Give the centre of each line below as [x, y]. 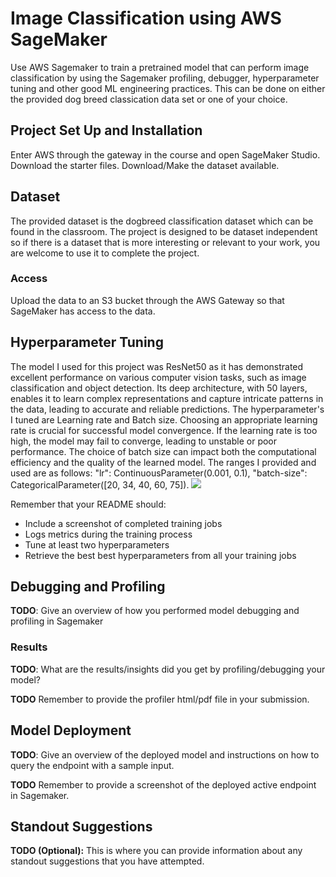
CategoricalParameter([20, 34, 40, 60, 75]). [100, 484]
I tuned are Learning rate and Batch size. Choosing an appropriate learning [164, 419]
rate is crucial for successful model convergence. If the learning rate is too [164, 430]
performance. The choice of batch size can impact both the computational [163, 451]
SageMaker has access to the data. [83, 311]
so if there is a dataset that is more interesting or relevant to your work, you [165, 242]
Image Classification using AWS [146, 18]
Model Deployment [71, 730]
